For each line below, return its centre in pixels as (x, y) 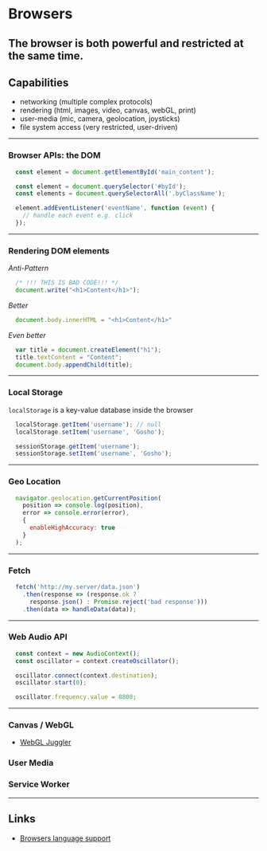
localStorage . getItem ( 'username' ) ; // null (88, 424)
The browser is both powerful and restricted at (126, 43)
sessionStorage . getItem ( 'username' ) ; (78, 446)
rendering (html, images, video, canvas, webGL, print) (108, 110)
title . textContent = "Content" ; (69, 357)
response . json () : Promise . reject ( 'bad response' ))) (118, 602)
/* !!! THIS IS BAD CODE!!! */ (67, 283)
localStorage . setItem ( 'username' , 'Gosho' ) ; (90, 432)
